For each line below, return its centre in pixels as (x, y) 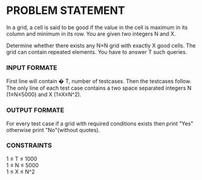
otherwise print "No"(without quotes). (53, 130)
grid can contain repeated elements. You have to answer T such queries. (97, 52)
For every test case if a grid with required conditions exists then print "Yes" (100, 123)
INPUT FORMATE (32, 67)
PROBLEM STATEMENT (66, 11)
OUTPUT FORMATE (35, 110)
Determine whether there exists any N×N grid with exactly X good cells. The (101, 45)
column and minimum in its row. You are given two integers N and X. (91, 33)
